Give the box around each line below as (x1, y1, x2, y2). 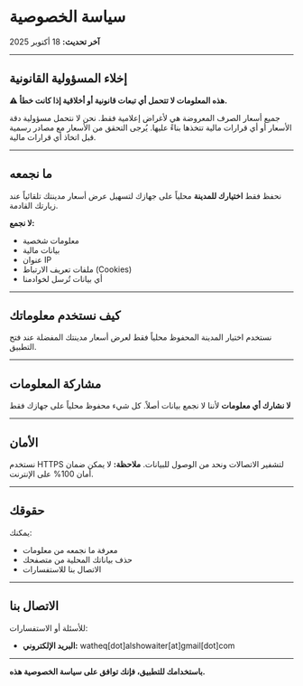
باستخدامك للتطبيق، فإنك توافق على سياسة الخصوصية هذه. (9, 666, 206, 677)
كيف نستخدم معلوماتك (9, 307, 121, 323)
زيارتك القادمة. (9, 200, 59, 211)
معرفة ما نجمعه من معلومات (22, 544, 118, 555)
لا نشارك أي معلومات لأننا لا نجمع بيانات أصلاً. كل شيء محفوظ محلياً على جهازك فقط (9, 400, 291, 411)
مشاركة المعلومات (9, 376, 102, 391)
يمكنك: (9, 527, 32, 538)
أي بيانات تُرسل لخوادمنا (22, 273, 103, 284)
